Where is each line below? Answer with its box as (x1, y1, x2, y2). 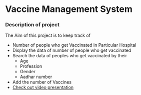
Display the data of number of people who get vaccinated (12, 47, 131, 53)
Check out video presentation (12, 85, 74, 91)
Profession (19, 63, 42, 69)
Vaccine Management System (5, 3, 132, 15)
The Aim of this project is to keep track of (5, 32, 91, 38)
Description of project (5, 21, 60, 28)
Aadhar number (19, 74, 52, 80)
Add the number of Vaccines (12, 79, 71, 85)
